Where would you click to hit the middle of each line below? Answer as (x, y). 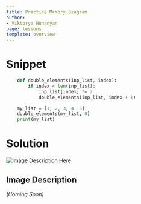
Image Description (42, 179)
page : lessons (24, 29)
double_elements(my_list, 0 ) (54, 114)
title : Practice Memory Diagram (47, 12)
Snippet (26, 64)
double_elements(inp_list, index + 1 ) (87, 97)
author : (16, 18)
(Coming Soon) (25, 194)
